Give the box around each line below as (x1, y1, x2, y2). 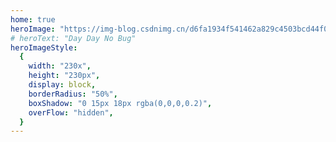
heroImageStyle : (10, 42, 78, 53)
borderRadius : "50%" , (28, 89, 118, 99)
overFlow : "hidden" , (28, 107, 114, 118)
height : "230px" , (28, 71, 101, 81)
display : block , (28, 80, 97, 90)
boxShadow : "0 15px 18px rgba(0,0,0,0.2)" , (28, 98, 213, 108)
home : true (10, 14, 56, 25)
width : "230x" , (28, 61, 92, 71)
